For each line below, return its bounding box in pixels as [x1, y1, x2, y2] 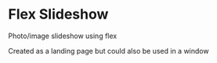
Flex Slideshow [8, 5, 109, 23]
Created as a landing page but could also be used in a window [8, 46, 209, 55]
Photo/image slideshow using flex [8, 31, 118, 40]
